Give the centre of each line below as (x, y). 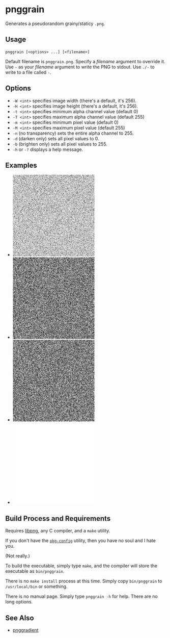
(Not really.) (18, 556)
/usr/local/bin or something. (36, 586)
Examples (21, 165)
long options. (19, 602)
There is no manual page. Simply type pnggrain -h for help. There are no (81, 596)
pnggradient (25, 630)
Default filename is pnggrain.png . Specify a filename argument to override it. (85, 61)
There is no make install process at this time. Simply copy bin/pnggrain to (84, 581)
